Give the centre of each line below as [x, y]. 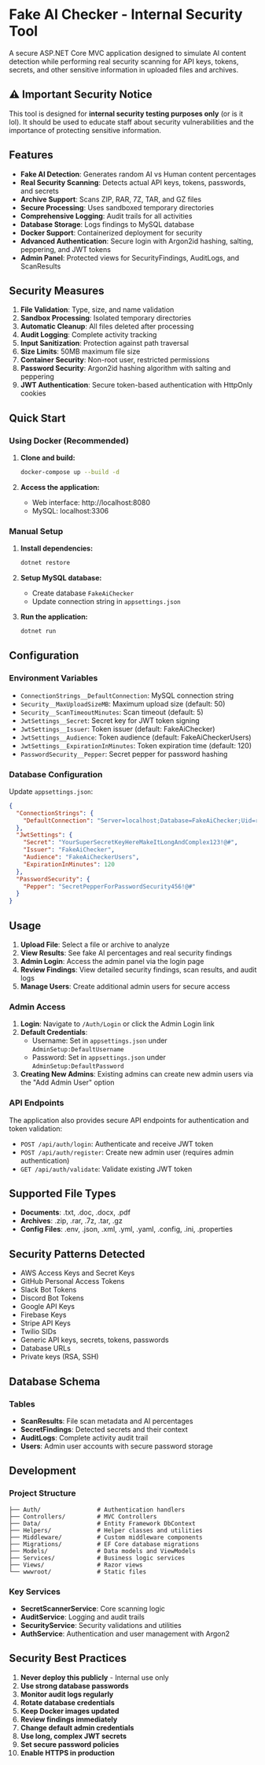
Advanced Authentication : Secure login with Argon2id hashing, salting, [137, 241]
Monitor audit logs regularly [67, 1694]
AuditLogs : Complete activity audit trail [84, 1437]
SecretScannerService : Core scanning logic [93, 1608]
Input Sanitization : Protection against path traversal [105, 343]
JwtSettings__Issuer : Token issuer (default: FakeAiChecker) [118, 729]
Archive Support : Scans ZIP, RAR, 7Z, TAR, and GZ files [111, 199]
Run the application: [54, 617]
